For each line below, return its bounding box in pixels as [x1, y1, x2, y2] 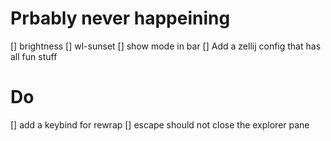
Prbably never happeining [10, 7, 231, 30]
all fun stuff [10, 50, 58, 62]
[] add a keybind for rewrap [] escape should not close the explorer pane [10, 118, 310, 131]
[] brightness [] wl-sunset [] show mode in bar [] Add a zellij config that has [10, 40, 322, 52]
